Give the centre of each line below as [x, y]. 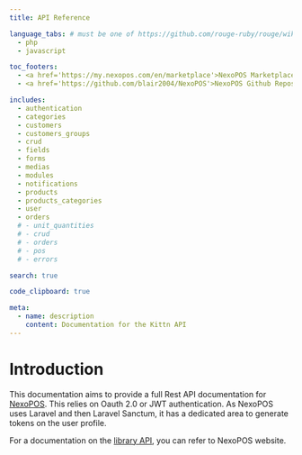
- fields [34, 150]
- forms [32, 159]
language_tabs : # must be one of [72, 34]
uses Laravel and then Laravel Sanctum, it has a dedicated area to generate [149, 413]
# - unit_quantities [56, 226]
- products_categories [60, 200]
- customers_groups [54, 133]
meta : [19, 308]
